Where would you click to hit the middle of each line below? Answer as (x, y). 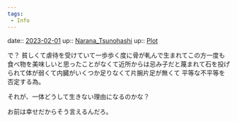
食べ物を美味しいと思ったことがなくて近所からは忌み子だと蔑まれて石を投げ (119, 63)
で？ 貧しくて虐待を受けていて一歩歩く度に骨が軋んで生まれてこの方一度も (116, 55)
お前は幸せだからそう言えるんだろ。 (60, 111)
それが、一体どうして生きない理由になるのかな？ (79, 97)
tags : (15, 14)
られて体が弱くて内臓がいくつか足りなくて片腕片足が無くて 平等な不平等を (116, 73)
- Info (20, 20)
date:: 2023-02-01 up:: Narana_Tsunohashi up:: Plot (83, 40)
